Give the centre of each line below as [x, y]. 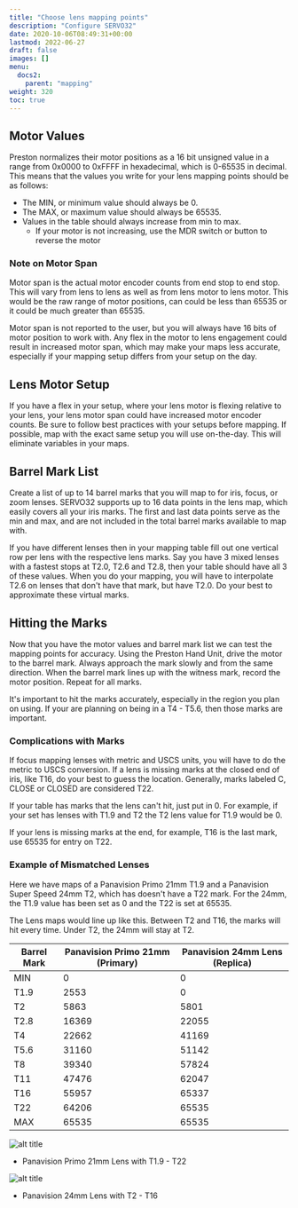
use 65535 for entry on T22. [61, 842]
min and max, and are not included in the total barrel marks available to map [148, 521]
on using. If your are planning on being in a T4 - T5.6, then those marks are [146, 708]
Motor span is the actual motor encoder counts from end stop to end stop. [145, 283]
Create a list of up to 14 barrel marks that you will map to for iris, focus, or [144, 493]
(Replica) [232, 962]
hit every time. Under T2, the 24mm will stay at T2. [102, 929]
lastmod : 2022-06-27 [47, 42]
